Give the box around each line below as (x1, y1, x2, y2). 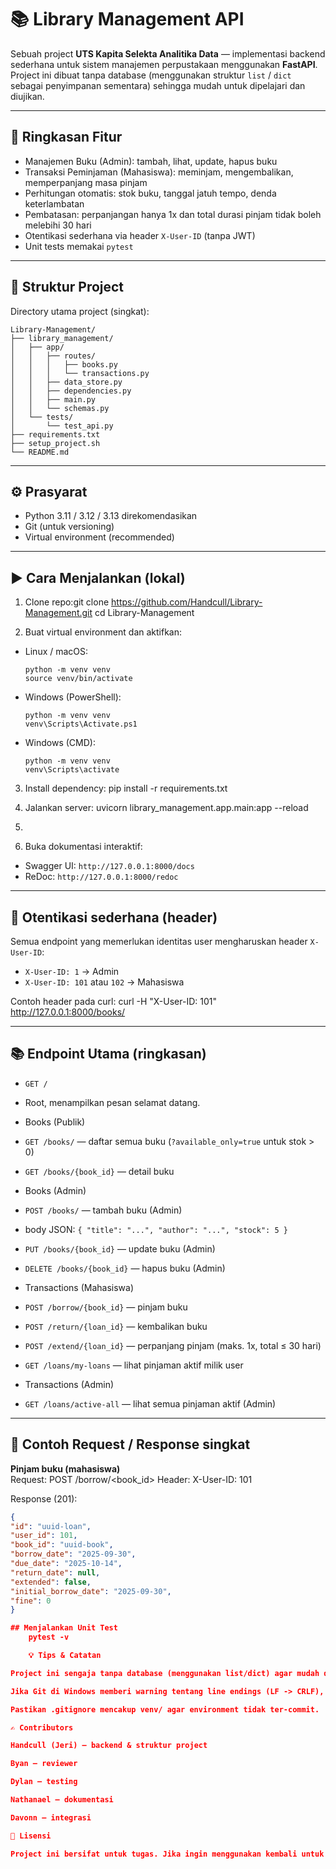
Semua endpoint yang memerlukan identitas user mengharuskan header (10, 936, 308, 947)
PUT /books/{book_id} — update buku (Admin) (24, 1242, 216, 1255)
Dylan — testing (10, 1777, 78, 1787)
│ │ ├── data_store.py (10, 377, 123, 387)
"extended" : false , (10, 1577, 92, 1587)
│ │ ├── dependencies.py (10, 386, 132, 396)
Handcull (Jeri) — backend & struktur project (10, 1741, 208, 1751)
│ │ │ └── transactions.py (10, 368, 150, 378)
